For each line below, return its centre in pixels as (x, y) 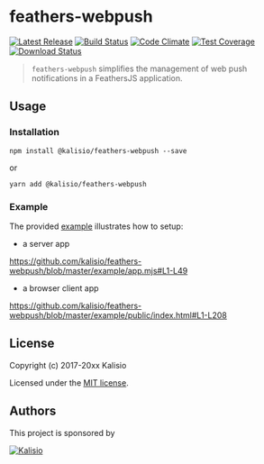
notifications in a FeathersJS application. (107, 77)
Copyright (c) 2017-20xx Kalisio (68, 365)
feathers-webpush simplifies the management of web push (139, 68)
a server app (46, 243)
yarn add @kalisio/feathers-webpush (78, 184)
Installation (35, 132)
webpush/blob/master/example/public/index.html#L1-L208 (118, 315)
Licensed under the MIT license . (69, 382)
